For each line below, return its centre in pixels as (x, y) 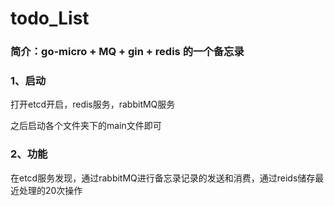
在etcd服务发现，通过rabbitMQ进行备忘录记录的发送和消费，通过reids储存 (163, 178)
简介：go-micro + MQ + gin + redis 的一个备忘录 (127, 52)
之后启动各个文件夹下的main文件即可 (86, 126)
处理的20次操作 (50, 190)
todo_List (50, 18)
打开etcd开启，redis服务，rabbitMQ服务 (93, 104)
